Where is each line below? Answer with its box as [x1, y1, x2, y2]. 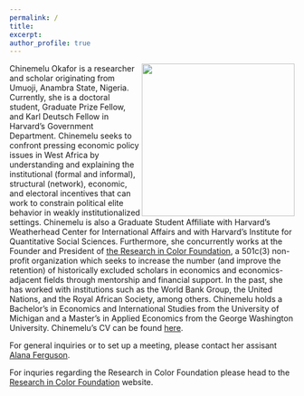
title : [9, 22, 34, 31]
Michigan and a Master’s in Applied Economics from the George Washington [9, 313, 294, 324]
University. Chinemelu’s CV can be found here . [9, 323, 184, 334]
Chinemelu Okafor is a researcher [9, 63, 135, 74]
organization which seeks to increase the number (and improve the [31, 255, 281, 267]
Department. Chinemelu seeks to [9, 130, 133, 141]
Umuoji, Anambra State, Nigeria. [9, 82, 129, 93]
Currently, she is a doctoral [9, 92, 110, 103]
